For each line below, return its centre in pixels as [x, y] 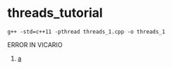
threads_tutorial [55, 13]
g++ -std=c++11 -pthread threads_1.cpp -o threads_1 [86, 32]
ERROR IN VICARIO [35, 44]
